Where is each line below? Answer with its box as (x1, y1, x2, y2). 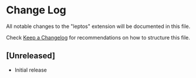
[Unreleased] (6, 51, 56, 61)
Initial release (14, 66, 47, 73)
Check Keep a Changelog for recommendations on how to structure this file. (6, 34, 191, 41)
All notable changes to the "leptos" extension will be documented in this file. (6, 23, 191, 30)
